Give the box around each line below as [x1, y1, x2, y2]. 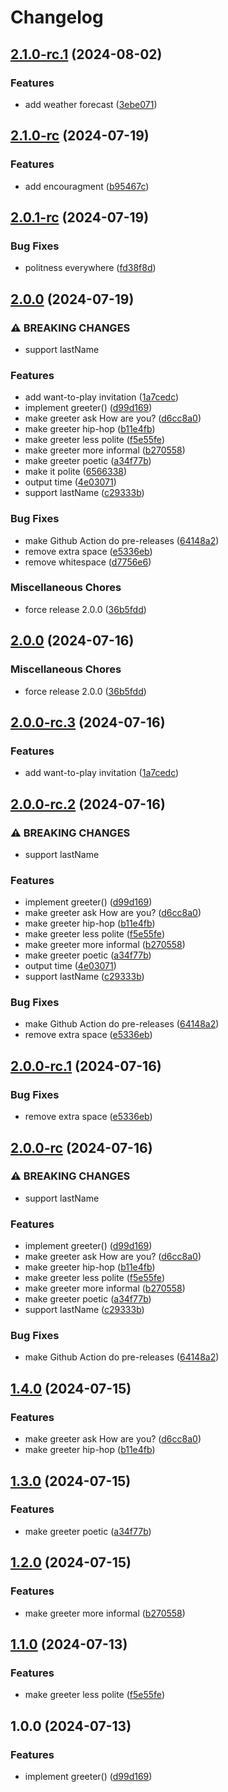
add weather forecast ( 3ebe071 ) [24, 98, 158, 110]
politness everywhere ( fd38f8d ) [24, 262, 157, 274]
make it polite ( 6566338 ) [24, 466, 128, 478]
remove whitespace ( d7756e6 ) [24, 556, 152, 568]
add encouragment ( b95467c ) [24, 180, 150, 192]
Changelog [10, 6, 104, 29]
